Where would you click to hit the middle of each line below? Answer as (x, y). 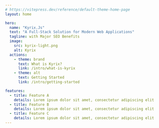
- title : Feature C (29, 114)
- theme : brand (29, 59)
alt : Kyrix (25, 50)
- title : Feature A (29, 95)
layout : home (18, 14)
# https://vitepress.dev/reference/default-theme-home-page (68, 10)
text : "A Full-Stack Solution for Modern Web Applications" (72, 32)
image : (16, 41)
